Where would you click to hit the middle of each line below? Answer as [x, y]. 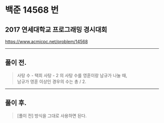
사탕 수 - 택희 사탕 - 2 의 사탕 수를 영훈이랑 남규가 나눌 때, [72, 75]
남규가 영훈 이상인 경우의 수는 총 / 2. [51, 82]
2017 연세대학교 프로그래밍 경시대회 [56, 30]
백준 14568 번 [32, 10]
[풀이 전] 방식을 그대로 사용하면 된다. [52, 116]
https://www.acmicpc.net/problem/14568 [46, 41]
